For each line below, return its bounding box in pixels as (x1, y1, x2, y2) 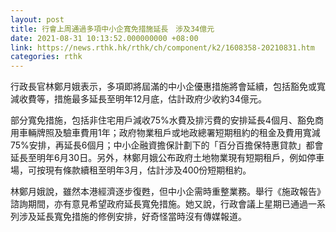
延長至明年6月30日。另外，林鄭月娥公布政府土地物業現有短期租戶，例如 (10, 152, 308, 164)
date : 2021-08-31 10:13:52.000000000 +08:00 (10, 33, 199, 43)
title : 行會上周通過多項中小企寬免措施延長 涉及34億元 (10, 24, 215, 34)
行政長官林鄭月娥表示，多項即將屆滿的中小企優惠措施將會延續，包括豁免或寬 (10, 81, 326, 93)
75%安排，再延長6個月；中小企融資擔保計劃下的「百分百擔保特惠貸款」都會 (10, 139, 324, 151)
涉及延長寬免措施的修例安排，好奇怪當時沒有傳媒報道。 (18, 211, 247, 223)
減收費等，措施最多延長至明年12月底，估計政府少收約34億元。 (10, 93, 267, 105)
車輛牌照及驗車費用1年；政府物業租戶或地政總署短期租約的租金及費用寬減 (18, 127, 321, 139)
